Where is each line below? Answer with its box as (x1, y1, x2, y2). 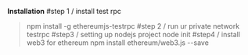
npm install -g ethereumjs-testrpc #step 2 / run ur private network (26, 22, 240, 30)
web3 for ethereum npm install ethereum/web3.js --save (26, 38, 209, 47)
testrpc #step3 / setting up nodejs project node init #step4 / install (26, 30, 240, 39)
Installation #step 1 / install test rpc (7, 7, 122, 15)
